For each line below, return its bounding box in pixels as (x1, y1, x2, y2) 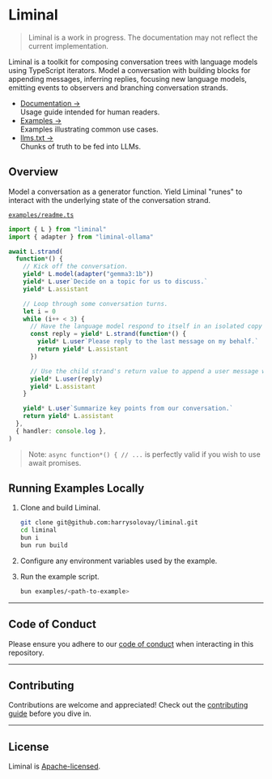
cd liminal (19, 526, 57, 535)
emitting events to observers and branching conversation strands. (8, 83, 228, 93)
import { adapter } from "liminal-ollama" (8, 233, 154, 241)
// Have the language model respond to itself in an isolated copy (29, 322, 263, 330)
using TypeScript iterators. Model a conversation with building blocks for (8, 65, 251, 75)
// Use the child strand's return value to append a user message (29, 367, 259, 375)
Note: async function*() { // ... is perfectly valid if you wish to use (28, 449, 261, 459)
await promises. (28, 458, 82, 467)
